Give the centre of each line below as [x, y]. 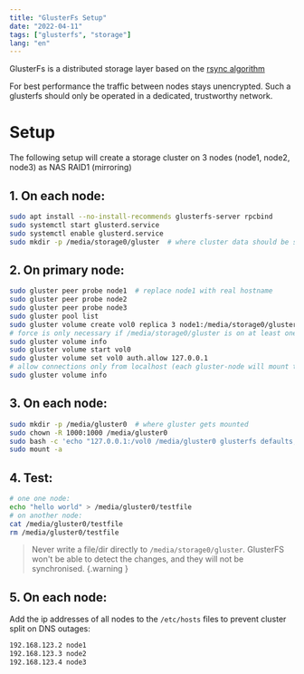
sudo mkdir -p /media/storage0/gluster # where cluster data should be [149, 242]
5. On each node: [58, 597]
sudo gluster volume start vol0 [70, 350]
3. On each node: [58, 404]
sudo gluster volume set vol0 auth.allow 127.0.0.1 [109, 359]
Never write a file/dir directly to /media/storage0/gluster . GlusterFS [158, 550]
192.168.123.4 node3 [48, 662]
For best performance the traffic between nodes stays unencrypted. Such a [150, 86]
